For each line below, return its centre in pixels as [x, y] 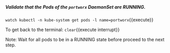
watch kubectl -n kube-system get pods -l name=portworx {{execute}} [79, 19]
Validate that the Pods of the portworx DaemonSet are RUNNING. [76, 7]
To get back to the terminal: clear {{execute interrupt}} [62, 30]
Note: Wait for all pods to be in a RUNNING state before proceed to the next [85, 39]
